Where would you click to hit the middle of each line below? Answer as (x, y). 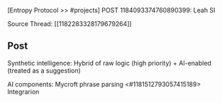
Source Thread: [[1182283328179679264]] (70, 24)
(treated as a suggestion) (44, 71)
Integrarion (23, 92)
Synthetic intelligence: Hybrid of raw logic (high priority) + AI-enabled (109, 63)
